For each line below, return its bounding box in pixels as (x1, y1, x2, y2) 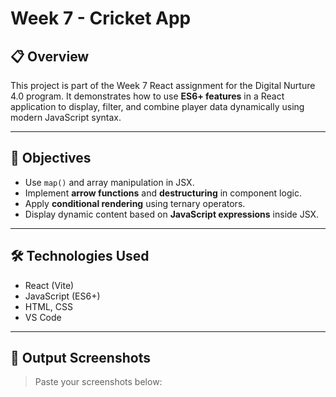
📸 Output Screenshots (10, 350, 151, 367)
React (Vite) (24, 279, 75, 291)
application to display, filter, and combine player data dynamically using (10, 101, 305, 112)
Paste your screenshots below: (34, 376, 163, 388)
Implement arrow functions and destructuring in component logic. (24, 187, 302, 199)
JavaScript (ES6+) (24, 290, 101, 302)
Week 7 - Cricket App (10, 7, 192, 30)
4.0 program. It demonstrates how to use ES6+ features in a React (10, 90, 285, 102)
